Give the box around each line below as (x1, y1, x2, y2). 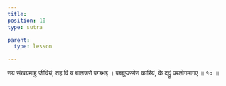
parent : (7, 36, 31, 43)
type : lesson (14, 43, 53, 50)
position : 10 (7, 17, 46, 24)
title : (7, 10, 27, 18)
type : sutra (7, 23, 43, 31)
